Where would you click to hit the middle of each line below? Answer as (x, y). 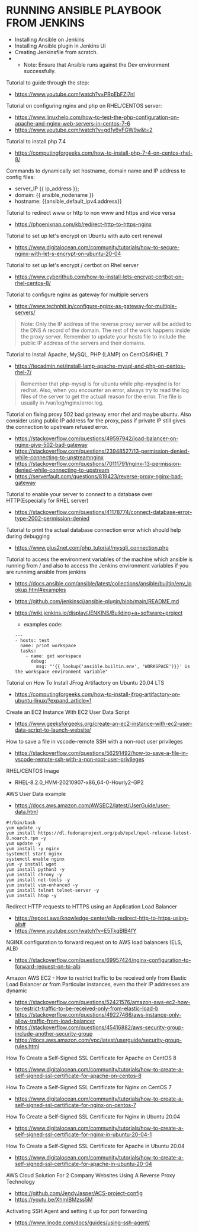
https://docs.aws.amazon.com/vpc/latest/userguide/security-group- (98, 1040)
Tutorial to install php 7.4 (36, 141)
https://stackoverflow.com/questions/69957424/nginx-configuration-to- (103, 960)
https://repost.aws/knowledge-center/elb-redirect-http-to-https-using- (102, 918)
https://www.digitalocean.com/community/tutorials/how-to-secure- (97, 247)
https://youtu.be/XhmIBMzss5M (54, 1199)
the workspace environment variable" (61, 672)
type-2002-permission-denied (52, 518)
